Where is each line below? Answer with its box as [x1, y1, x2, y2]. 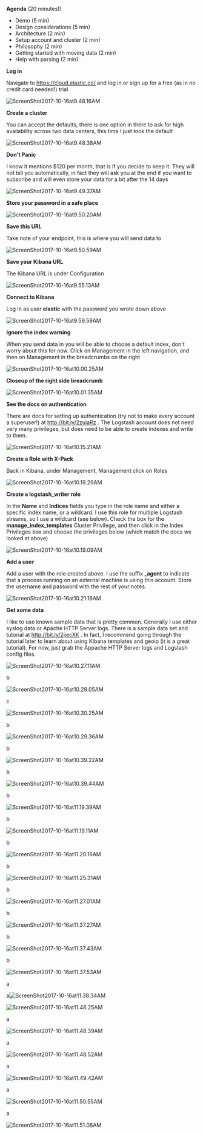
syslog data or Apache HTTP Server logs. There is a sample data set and [6, 625, 188, 631]
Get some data [6, 607, 44, 613]
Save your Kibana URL [6, 258, 64, 265]
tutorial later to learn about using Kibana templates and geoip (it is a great [6, 637, 190, 645]
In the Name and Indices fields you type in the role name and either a [6, 503, 180, 509]
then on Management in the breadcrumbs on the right [6, 354, 141, 360]
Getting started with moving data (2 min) [15, 49, 116, 57]
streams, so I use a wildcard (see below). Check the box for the [6, 515, 165, 522]
